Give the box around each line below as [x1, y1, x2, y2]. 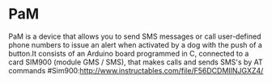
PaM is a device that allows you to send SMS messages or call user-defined [8, 31, 261, 41]
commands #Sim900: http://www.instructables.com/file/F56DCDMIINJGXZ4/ [8, 65, 264, 75]
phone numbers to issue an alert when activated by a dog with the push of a [8, 39, 263, 49]
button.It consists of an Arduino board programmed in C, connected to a [8, 48, 249, 58]
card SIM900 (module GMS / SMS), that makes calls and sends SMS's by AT [8, 57, 263, 67]
